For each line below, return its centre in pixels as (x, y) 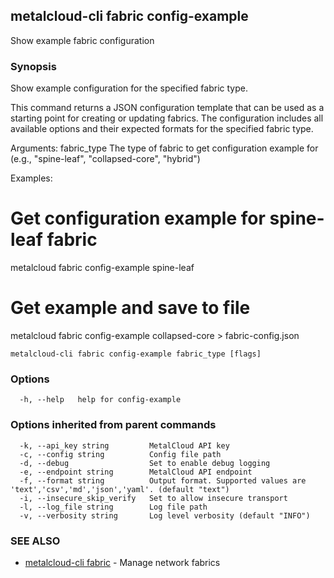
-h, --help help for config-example (100, 400)
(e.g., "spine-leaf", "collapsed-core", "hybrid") (105, 159)
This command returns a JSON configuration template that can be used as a (167, 108)
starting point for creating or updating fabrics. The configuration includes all (167, 118)
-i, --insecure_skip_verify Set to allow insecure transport (153, 498)
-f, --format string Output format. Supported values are (163, 480)
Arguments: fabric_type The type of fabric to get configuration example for (164, 148)
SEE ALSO (35, 541)
